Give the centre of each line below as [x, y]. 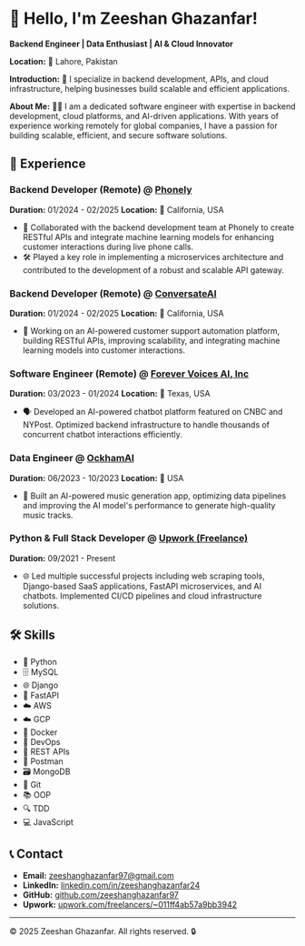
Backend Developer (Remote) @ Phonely [101, 190]
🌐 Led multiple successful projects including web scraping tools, [143, 576]
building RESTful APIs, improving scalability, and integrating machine [151, 340]
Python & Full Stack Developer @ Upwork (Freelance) [128, 538]
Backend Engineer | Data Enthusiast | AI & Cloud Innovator [122, 44]
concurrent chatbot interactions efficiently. [103, 435]
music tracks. [48, 515]
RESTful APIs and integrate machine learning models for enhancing [148, 236]
